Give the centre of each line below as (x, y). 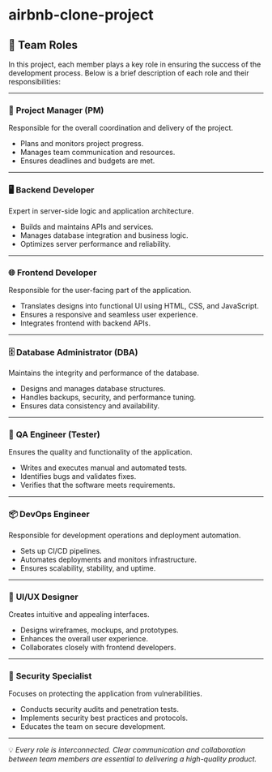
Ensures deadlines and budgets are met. (87, 161)
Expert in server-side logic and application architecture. (101, 211)
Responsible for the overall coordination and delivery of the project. (121, 128)
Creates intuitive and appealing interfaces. (79, 615)
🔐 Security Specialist (50, 676)
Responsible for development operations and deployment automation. (125, 535)
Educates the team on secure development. (93, 727)
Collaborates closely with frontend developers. (98, 648)
